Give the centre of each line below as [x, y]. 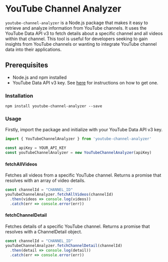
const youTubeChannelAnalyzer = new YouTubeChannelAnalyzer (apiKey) [78, 153]
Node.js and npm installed [39, 77]
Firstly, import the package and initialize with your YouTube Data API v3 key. [84, 130]
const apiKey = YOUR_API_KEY [36, 148]
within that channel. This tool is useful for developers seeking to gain [76, 39]
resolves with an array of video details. [45, 181]
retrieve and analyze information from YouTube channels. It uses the [76, 28]
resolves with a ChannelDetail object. [44, 231]
